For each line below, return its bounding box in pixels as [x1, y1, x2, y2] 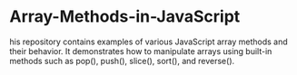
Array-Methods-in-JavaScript [9, 6, 241, 27]
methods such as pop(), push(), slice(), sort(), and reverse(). [9, 55, 235, 66]
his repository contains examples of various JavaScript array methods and [9, 36, 288, 47]
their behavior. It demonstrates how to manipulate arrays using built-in [9, 45, 272, 56]
